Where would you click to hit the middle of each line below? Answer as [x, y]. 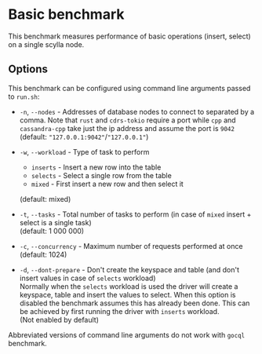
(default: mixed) [45, 199]
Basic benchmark [66, 15]
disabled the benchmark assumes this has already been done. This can [135, 303]
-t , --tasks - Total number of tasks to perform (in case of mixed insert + [135, 214]
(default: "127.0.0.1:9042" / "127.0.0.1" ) [84, 137]
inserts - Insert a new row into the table [96, 167]
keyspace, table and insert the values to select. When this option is [127, 294]
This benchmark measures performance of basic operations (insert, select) [129, 36]
